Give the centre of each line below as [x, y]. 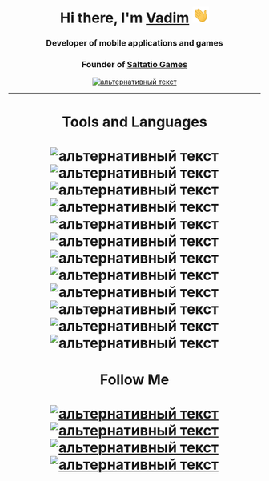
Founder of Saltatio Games [134, 65]
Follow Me [134, 379]
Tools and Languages [134, 122]
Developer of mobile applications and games [134, 43]
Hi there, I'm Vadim [124, 18]
